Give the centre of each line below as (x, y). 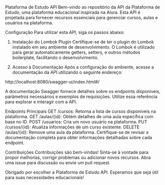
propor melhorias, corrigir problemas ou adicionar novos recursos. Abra (78, 157)
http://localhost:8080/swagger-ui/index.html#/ (52, 82)
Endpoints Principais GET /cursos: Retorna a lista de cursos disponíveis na (81, 111)
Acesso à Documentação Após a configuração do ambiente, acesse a (83, 67)
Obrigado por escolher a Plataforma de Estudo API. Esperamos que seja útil (82, 172)
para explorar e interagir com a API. (41, 102)
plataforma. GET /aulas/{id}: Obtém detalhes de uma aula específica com (79, 117)
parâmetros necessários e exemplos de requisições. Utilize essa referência (81, 96)
